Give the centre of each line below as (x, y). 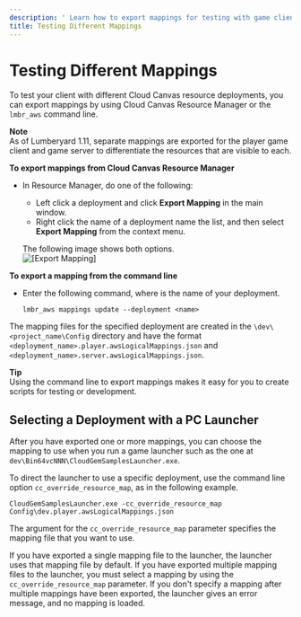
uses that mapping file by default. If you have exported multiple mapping (143, 565)
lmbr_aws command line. (54, 114)
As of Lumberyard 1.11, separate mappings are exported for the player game (149, 141)
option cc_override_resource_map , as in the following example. (124, 488)
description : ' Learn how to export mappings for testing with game (140, 18)
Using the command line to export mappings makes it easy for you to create (149, 382)
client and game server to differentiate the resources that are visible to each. (150, 151)
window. (51, 213)
